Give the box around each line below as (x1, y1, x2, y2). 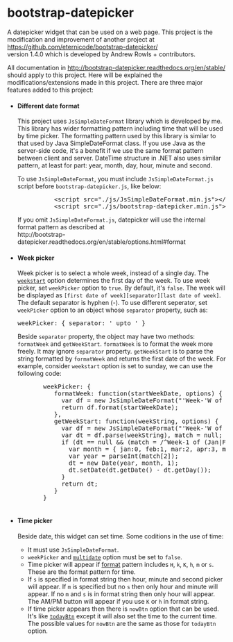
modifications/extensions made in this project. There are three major (7, 78, 203, 86)
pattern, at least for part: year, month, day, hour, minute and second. (17, 161, 213, 170)
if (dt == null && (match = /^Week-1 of (61, 438, 201, 446)
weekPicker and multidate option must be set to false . (27, 552, 182, 561)
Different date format (17, 101, 80, 110)
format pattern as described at (17, 223, 105, 231)
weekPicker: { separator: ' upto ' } (17, 320, 146, 327)
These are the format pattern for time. (27, 568, 137, 576)
